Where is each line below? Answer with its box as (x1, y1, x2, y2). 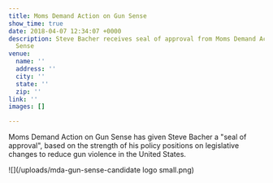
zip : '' (15, 87, 42, 96)
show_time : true (8, 20, 63, 28)
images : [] (8, 102, 45, 111)
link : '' (8, 95, 38, 103)
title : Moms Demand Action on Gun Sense (8, 11, 148, 20)
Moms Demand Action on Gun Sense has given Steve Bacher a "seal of (8, 132, 247, 142)
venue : (8, 50, 31, 58)
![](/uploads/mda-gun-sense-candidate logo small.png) (8, 165, 195, 175)
